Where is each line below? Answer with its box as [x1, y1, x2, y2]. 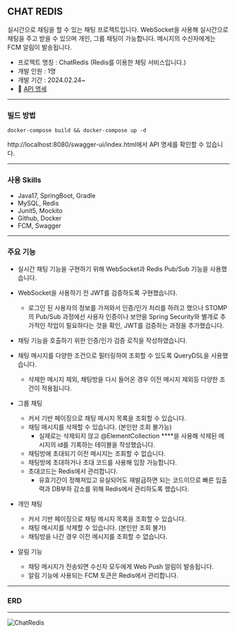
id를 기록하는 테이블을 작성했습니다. [57, 440, 155, 449]
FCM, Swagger [17, 222, 61, 230]
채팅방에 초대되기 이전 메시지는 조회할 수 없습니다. [28, 449, 166, 458]
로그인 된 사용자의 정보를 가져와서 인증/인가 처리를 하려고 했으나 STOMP [28, 303, 228, 312]
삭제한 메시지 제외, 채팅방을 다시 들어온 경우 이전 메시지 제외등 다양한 [28, 374, 219, 384]
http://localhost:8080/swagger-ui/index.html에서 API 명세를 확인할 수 [7, 141, 205, 149]
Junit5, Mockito [17, 206, 63, 215]
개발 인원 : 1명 [17, 66, 56, 75]
